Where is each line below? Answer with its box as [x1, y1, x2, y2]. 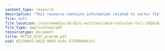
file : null [5, 16, 27, 21]
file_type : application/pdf [5, 25, 63, 30]
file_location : [5, 20, 36, 26]
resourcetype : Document [5, 30, 54, 34]
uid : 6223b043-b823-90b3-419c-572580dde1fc [5, 39, 96, 44]
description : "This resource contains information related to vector [5, 12, 151, 17]
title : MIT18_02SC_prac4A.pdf [5, 34, 67, 39]
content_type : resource [5, 7, 54, 12]
